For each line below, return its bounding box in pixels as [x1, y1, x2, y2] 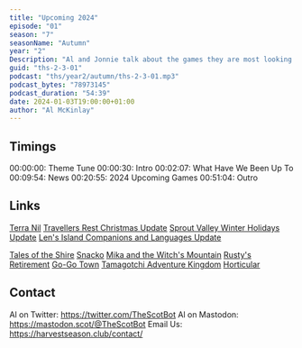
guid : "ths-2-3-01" [9, 64, 83, 73]
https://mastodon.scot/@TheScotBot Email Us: [9, 318, 183, 329]
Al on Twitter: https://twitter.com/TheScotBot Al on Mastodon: [9, 308, 239, 320]
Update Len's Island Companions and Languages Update [9, 232, 222, 243]
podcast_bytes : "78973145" [9, 80, 111, 89]
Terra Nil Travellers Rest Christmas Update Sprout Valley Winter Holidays [9, 222, 280, 233]
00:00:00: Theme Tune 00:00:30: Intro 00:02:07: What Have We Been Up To [9, 163, 294, 174]
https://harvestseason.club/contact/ [9, 328, 143, 339]
